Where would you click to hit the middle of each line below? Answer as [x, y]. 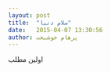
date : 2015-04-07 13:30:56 [55, 30]
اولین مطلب [26, 59]
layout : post [29, 15]
